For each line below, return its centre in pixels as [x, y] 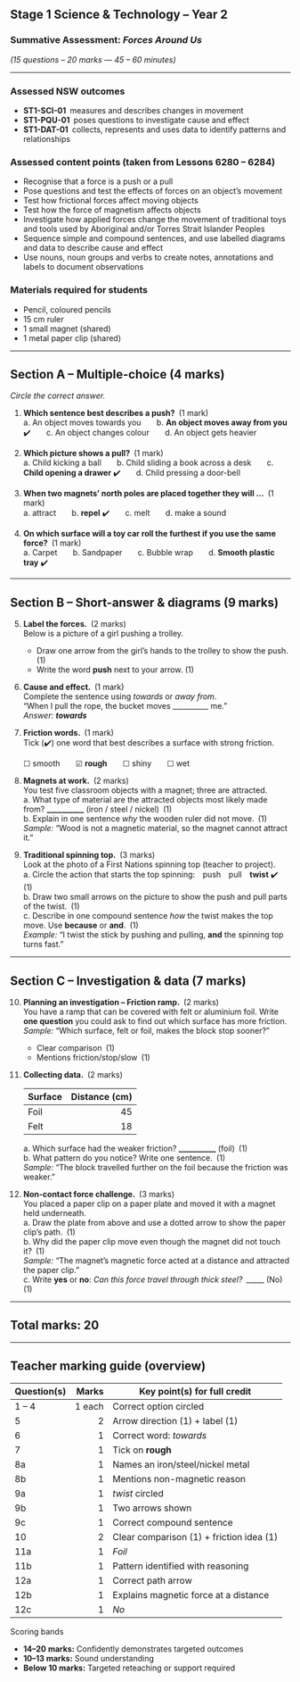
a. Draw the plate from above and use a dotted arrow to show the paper [154, 1223]
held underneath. [55, 1213]
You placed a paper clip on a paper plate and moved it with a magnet [149, 1203]
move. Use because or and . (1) [81, 925]
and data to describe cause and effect [93, 248]
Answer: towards [55, 716]
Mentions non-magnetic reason [179, 1478]
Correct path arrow [152, 1580]
